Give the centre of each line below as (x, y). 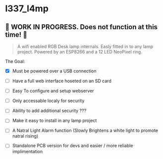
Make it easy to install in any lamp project (54, 121)
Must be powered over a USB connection (54, 71)
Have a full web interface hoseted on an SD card (62, 81)
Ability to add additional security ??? (49, 111)
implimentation (27, 151)
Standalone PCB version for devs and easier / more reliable (73, 146)
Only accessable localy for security (48, 101)
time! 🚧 (16, 34)
